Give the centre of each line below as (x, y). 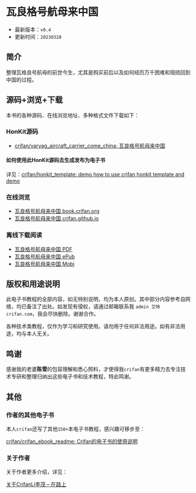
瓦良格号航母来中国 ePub (44, 256)
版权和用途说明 (33, 284)
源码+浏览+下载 (35, 100)
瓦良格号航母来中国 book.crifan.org (57, 211)
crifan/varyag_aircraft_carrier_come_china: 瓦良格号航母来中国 (90, 146)
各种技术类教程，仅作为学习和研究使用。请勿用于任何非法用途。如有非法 (93, 326)
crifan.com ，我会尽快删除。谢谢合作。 (53, 314)
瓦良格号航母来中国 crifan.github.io (57, 218)
